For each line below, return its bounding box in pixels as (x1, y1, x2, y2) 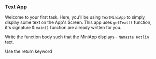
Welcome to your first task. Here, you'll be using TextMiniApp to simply (5, 15, 145, 20)
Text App (5, 3, 27, 10)
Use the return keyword (5, 48, 52, 54)
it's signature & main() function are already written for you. (5, 25, 122, 30)
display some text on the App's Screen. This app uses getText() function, (5, 19, 152, 25)
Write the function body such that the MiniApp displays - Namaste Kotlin (5, 34, 149, 40)
